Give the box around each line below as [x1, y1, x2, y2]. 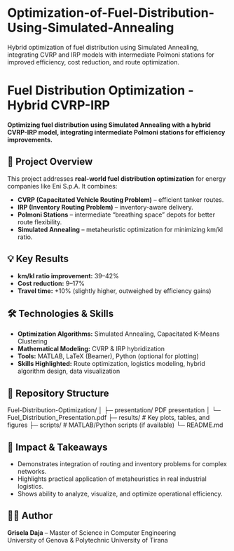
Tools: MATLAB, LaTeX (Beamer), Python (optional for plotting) [17, 352, 200, 360]
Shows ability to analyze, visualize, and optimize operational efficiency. [17, 489, 223, 498]
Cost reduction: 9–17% [17, 279, 85, 287]
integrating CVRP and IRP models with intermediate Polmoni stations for [7, 50, 215, 59]
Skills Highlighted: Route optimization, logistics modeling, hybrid [17, 360, 205, 368]
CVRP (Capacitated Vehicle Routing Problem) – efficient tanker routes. [17, 195, 224, 204]
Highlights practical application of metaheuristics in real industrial [17, 475, 207, 483]
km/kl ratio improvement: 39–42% [17, 271, 119, 280]
